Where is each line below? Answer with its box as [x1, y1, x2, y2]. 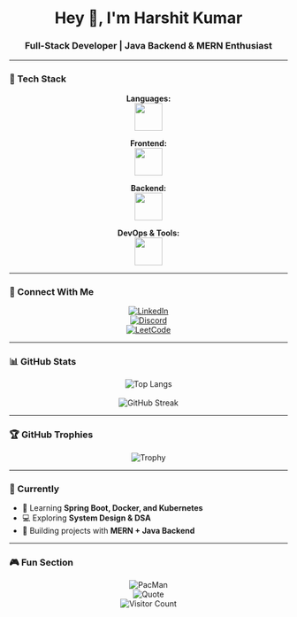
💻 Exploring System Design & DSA [21, 513, 152, 523]
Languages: [126, 93, 171, 104]
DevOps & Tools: [118, 228, 179, 238]
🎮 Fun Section [9, 556, 73, 568]
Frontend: [129, 137, 168, 149]
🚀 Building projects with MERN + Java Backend [21, 525, 195, 536]
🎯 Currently [9, 482, 60, 495]
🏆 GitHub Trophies [9, 428, 94, 441]
